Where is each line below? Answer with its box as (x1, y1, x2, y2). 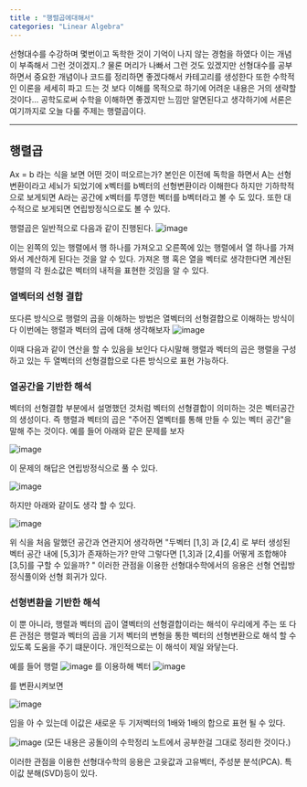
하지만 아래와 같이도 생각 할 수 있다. (9, 499, 136, 510)
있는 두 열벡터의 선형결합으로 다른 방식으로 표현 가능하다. (26, 355, 229, 366)
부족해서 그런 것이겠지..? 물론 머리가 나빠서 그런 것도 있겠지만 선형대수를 (18, 59, 276, 70)
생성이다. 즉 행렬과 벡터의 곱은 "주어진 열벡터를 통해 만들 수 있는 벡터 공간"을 (18, 413, 292, 425)
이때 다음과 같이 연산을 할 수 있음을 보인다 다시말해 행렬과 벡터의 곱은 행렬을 (9, 344, 281, 355)
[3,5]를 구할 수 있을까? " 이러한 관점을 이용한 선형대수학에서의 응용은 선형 (9, 559, 271, 570)
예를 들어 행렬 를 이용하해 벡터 (9, 661, 152, 672)
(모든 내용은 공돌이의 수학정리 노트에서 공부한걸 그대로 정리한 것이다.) (44, 737, 291, 748)
